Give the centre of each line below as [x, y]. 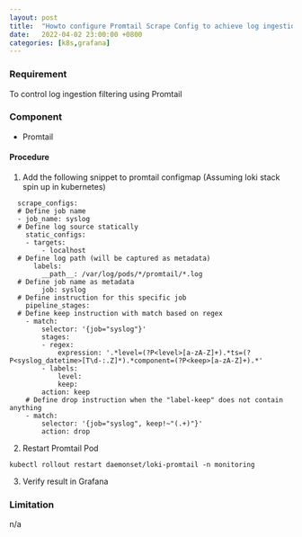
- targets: [46, 243]
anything [26, 408]
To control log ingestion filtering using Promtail [96, 94]
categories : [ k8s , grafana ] [60, 43]
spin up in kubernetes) [64, 187]
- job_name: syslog [54, 219]
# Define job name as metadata [76, 282]
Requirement [38, 75]
